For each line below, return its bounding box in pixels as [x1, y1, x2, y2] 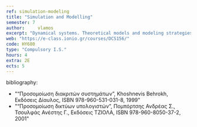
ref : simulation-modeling [6, 8, 69, 15]
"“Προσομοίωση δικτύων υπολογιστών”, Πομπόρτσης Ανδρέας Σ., [14, 103, 176, 110]
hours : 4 [6, 52, 28, 58]
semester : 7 [6, 19, 35, 25]
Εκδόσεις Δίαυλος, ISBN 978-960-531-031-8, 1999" [14, 97, 141, 104]
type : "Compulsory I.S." [6, 47, 67, 53]
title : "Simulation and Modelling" [6, 14, 93, 20]
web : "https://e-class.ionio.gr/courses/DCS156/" [6, 36, 130, 42]
